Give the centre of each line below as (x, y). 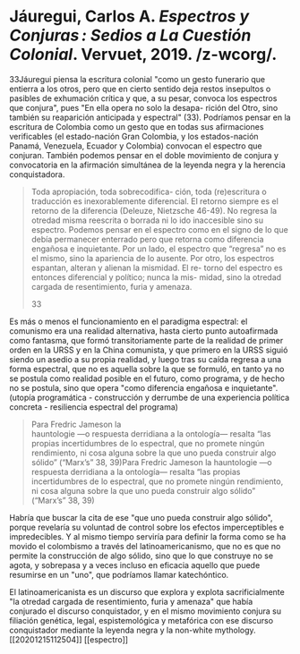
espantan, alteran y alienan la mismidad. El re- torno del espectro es (157, 268)
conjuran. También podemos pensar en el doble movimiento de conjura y (144, 155)
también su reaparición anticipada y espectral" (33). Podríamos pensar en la (150, 117)
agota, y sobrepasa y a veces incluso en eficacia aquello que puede (135, 565)
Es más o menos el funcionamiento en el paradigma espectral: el (129, 321)
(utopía (22, 397)
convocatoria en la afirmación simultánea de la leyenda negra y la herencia (148, 165)
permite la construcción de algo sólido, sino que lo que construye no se (141, 556)
